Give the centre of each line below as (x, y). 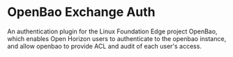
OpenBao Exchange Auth (81, 12)
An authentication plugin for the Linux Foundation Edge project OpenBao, (112, 31)
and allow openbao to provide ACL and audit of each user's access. (105, 46)
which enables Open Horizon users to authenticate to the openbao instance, (117, 38)
